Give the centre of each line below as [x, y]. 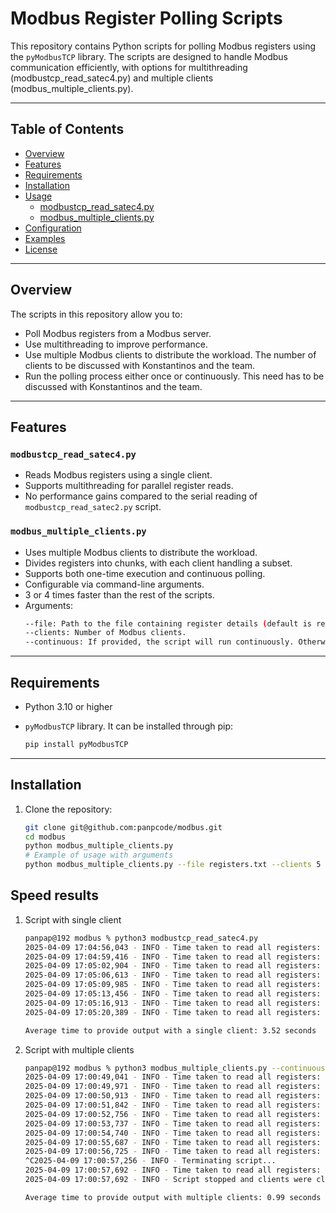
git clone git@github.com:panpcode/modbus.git [123, 827]
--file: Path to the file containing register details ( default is [168, 623]
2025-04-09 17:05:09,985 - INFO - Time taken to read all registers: [173, 985]
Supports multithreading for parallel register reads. [129, 486]
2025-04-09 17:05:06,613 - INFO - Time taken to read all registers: [173, 975]
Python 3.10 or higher [68, 706]
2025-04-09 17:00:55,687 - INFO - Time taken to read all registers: [173, 1142]
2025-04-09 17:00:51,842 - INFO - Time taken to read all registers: [173, 1105]
